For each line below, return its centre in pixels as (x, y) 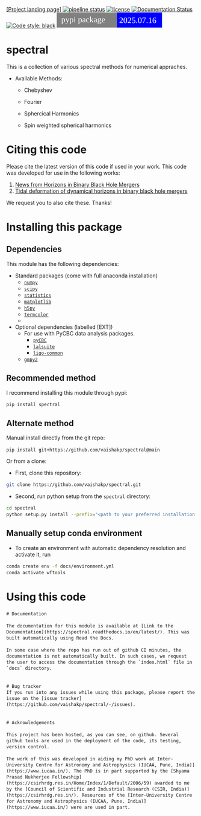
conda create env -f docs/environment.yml (60, 566)
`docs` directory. (29, 668)
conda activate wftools (36, 572)
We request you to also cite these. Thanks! (59, 202)
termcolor (36, 314)
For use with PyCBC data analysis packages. (79, 333)
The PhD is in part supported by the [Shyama (131, 771)
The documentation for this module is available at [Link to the (90, 626)
